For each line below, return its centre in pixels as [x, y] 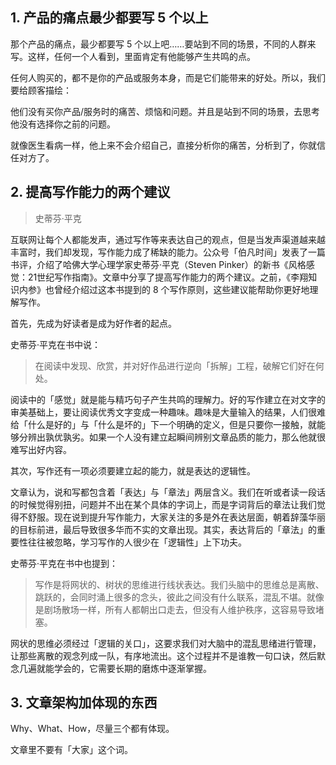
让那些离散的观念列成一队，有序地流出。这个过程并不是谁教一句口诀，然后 [163, 655]
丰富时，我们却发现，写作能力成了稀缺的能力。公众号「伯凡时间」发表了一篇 [168, 252]
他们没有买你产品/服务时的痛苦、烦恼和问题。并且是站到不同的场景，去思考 [165, 111]
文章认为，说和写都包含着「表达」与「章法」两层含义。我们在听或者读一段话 [168, 492]
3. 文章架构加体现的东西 [84, 703]
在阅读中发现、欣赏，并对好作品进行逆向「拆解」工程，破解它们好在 [175, 365]
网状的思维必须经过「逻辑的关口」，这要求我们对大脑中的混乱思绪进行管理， [166, 643]
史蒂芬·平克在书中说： [56, 344]
